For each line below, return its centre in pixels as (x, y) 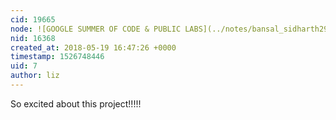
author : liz (35, 76)
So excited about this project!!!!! (76, 103)
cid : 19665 (33, 19)
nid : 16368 (33, 38)
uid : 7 (24, 66)
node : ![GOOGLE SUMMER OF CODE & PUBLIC (96, 29)
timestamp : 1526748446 (57, 57)
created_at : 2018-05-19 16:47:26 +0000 (93, 47)
